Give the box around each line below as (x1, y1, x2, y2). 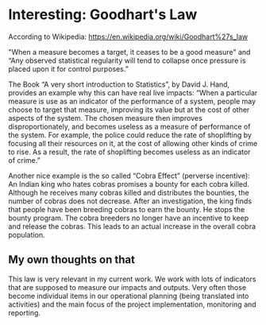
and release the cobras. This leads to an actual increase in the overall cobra (8, 221, 256, 231)
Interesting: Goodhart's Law (8, 6, 198, 24)
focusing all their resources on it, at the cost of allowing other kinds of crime (8, 138, 258, 148)
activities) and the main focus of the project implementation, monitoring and (8, 300, 256, 309)
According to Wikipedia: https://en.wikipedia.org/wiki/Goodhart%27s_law (8, 32, 249, 41)
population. (8, 230, 45, 239)
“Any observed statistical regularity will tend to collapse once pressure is (8, 56, 246, 65)
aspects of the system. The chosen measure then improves (8, 113, 202, 122)
